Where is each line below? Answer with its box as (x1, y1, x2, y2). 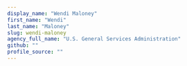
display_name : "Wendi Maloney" (7, 10, 98, 17)
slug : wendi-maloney (7, 29, 67, 36)
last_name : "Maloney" (7, 23, 70, 30)
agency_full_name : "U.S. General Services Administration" (7, 36, 181, 43)
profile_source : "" (7, 49, 64, 56)
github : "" (7, 42, 39, 49)
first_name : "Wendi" (7, 16, 67, 23)
